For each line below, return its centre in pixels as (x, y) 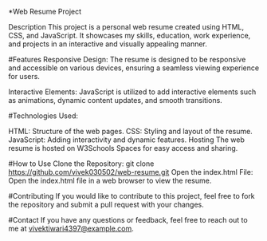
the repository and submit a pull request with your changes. (106, 204)
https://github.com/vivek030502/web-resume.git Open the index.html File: (131, 172)
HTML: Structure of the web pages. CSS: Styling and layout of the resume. (130, 131)
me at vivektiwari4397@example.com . (71, 228)
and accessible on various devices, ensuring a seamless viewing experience (134, 68)
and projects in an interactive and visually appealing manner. (108, 44)
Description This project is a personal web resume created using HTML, (126, 27)
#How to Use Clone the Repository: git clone (81, 164)
